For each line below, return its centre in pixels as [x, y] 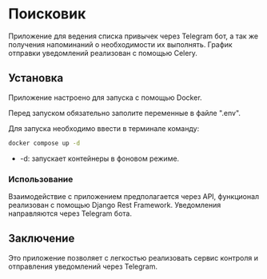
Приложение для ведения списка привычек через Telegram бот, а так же [133, 36]
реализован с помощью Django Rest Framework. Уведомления [115, 205]
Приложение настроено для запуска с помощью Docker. [105, 98]
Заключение [42, 239]
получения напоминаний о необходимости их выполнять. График [121, 44]
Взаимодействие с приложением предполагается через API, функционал [134, 196]
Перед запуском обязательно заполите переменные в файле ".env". [125, 113]
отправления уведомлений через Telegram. [83, 266]
